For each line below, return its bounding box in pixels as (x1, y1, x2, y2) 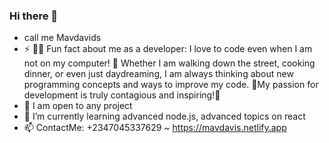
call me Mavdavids (23, 32, 102, 44)
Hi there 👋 (9, 9, 59, 23)
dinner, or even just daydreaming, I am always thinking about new (23, 68, 294, 80)
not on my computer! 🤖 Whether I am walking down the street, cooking (23, 57, 316, 69)
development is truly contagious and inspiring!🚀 (23, 89, 221, 101)
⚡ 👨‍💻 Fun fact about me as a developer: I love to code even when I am (23, 43, 313, 55)
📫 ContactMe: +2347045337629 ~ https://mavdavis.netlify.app (23, 122, 287, 134)
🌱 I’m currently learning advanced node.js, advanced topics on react (23, 110, 306, 123)
